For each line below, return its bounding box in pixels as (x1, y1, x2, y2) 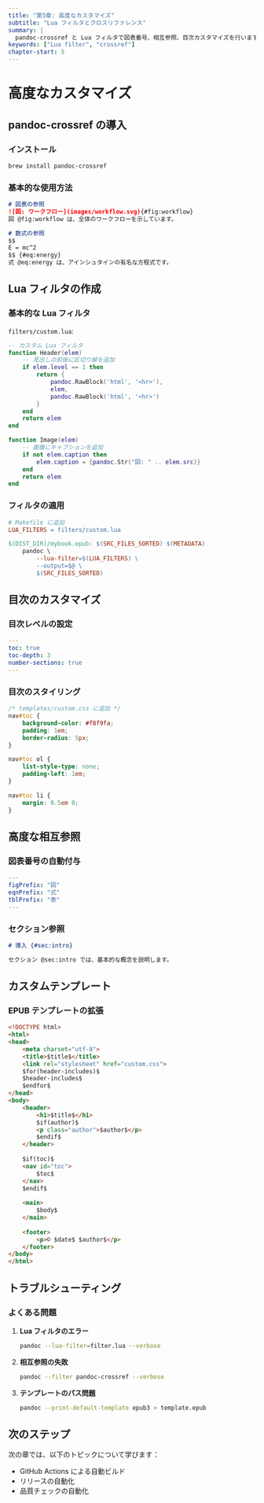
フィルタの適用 (8, 500, 65, 511)
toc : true (8, 644, 41, 652)
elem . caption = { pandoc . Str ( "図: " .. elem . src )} (36, 458, 201, 466)
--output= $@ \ (36, 562, 82, 571)
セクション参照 (8, 923, 65, 934)
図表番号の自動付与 (8, 855, 81, 866)
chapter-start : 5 (8, 48, 65, 56)
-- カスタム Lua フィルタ (8, 342, 84, 349)
